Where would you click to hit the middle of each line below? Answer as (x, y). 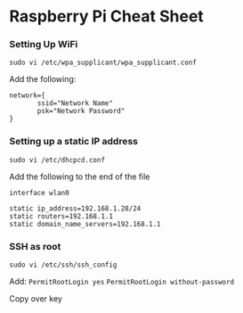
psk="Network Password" (81, 111)
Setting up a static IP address (74, 142)
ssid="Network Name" (75, 103)
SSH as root (35, 246)
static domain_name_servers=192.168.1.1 (85, 224)
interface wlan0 (39, 193)
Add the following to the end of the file (80, 177)
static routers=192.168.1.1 (61, 216)
